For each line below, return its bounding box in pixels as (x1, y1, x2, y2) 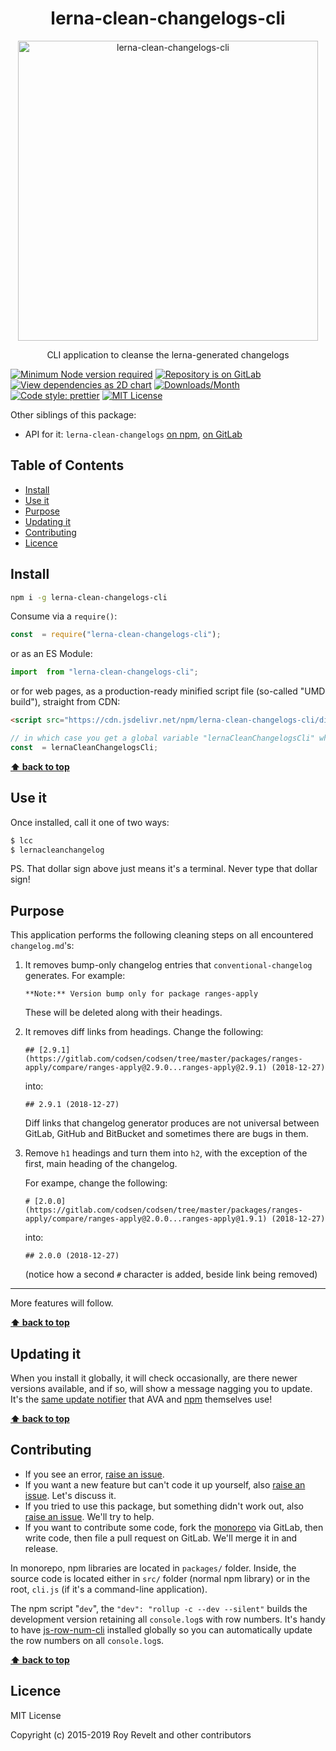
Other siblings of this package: (10, 408, 137, 421)
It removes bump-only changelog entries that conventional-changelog (24, 959, 313, 971)
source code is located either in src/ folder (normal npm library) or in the (10, 1572, 311, 1584)
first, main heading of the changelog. (24, 1158, 178, 1170)
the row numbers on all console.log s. (10, 1634, 165, 1646)
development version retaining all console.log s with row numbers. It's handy (10, 1613, 326, 1625)
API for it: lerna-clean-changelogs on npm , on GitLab (24, 428, 243, 440)
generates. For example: (24, 970, 126, 982)
